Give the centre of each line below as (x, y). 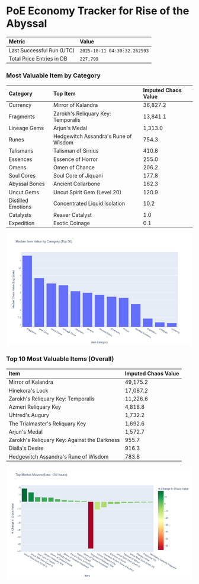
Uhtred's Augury (29, 415)
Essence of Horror (76, 159)
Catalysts (20, 215)
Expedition (22, 223)
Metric (17, 42)
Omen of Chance (74, 167)
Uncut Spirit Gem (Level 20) (87, 192)
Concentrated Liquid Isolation (89, 204)
